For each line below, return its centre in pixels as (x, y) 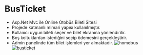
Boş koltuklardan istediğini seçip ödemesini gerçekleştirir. (69, 38)
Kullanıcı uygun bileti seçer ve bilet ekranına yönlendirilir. (69, 32)
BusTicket (25, 9)
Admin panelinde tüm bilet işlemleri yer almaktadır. (62, 42)
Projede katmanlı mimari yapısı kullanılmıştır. (56, 27)
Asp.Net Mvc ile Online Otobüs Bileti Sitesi (54, 22)
